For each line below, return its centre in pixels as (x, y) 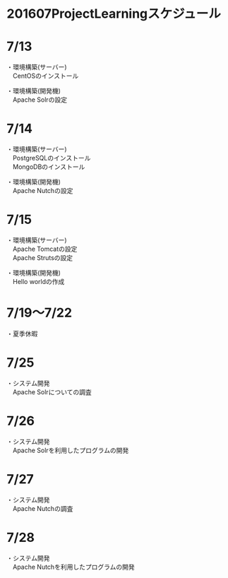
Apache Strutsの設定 (43, 258)
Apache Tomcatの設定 (45, 249)
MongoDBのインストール (49, 167)
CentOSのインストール (46, 76)
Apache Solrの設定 (40, 100)
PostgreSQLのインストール (52, 158)
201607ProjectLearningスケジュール (114, 14)
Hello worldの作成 (38, 282)
